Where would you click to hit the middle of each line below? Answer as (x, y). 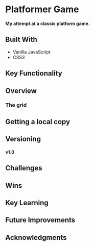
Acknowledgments (36, 238)
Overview (21, 91)
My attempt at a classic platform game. (48, 23)
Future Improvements (40, 220)
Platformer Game (42, 9)
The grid (16, 105)
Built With (21, 40)
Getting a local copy (38, 122)
